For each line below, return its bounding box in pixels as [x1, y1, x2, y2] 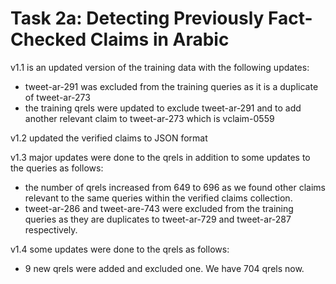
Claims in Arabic [89, 28, 230, 51]
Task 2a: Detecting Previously [10, 7, 265, 30]
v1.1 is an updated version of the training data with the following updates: [10, 61, 310, 73]
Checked [10, 28, 87, 51]
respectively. [24, 223, 78, 236]
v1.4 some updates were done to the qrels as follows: [10, 243, 230, 255]
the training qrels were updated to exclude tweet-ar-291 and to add [24, 102, 302, 114]
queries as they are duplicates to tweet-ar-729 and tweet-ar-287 [24, 213, 292, 225]
